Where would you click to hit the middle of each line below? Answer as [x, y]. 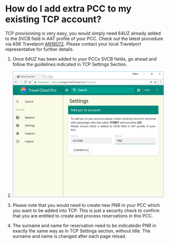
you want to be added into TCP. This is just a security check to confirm [86, 210]
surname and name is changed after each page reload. [69, 236]
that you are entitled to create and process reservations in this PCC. [83, 216]
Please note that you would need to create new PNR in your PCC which [86, 205]
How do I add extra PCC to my [68, 9]
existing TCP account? [53, 19]
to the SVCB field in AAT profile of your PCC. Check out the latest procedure [84, 39]
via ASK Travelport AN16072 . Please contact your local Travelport [73, 44]
